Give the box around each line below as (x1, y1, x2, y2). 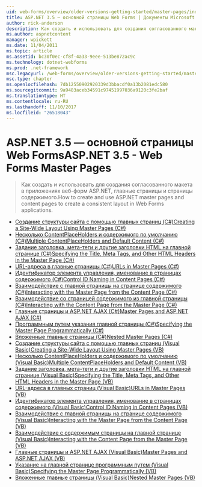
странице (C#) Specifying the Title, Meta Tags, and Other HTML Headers (14, 250, 196, 258)
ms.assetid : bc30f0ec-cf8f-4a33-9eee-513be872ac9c (6, 54, 136, 60)
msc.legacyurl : (6, 70, 44, 76)
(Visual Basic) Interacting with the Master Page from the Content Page (14, 417, 188, 424)
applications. (20, 206, 53, 214)
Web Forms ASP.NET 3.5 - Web (6, 148, 163, 162)
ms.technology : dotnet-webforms (6, 59, 87, 65)
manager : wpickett (6, 37, 52, 43)
